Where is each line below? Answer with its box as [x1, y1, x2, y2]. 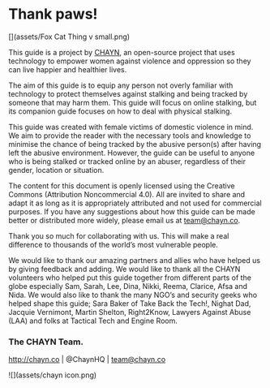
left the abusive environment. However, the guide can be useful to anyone [8, 148, 255, 157]
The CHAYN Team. [8, 336, 84, 347]
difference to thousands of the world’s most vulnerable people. [8, 239, 219, 249]
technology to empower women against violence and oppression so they [8, 56, 251, 66]
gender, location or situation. [8, 165, 105, 175]
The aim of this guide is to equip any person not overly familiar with [8, 80, 234, 90]
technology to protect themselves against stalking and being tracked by [8, 88, 248, 98]
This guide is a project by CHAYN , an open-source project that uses [8, 47, 235, 57]
